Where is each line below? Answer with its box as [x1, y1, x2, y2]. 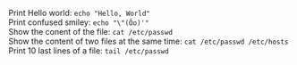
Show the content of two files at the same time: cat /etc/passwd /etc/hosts [8, 36, 289, 46]
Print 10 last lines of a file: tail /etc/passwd [8, 45, 169, 56]
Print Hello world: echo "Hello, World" [8, 8, 151, 18]
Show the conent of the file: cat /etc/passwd [8, 27, 174, 37]
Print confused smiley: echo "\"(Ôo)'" [8, 17, 149, 28]
